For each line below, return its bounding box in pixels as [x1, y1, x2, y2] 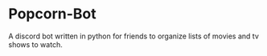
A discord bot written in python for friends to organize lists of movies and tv [8, 31, 260, 41]
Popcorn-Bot [8, 5, 97, 23]
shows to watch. [8, 39, 63, 49]
